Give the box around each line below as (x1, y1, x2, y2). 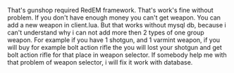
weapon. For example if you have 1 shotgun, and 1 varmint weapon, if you (7, 36, 221, 44)
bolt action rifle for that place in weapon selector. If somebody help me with (7, 51, 227, 59)
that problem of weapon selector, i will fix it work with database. (7, 58, 193, 66)
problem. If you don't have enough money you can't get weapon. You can (7, 13, 221, 22)
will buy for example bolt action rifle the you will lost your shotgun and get (7, 44, 222, 51)
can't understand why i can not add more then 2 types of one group (7, 28, 204, 36)
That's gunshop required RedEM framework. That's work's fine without (7, 6, 214, 14)
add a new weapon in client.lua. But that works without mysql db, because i (7, 21, 227, 29)
